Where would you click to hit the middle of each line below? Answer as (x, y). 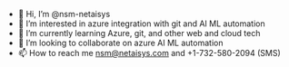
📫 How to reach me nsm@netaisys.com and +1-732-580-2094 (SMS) (149, 53)
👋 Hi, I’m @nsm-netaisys (64, 14)
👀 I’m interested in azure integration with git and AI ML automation (141, 24)
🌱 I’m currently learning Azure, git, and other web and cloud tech (139, 33)
